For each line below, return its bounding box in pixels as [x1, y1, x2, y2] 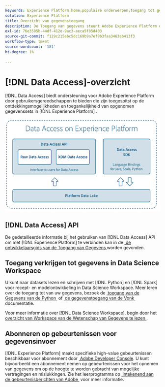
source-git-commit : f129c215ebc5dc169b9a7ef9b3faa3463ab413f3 [5, 34, 135, 39]
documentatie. [5, 300, 34, 306]
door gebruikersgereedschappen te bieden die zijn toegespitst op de [5, 98, 144, 104]
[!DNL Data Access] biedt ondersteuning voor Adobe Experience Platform [5, 93, 154, 98]
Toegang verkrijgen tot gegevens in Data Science [5, 259, 160, 267]
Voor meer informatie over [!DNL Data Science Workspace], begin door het [5, 310, 157, 316]
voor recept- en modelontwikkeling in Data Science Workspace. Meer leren [5, 285, 158, 290]
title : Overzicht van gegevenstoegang [5, 18, 84, 23]
